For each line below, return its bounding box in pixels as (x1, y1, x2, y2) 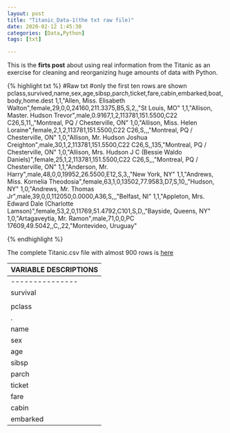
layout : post (7, 10, 45, 17)
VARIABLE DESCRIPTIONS (10, 265, 99, 274)
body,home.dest (7, 96, 54, 105)
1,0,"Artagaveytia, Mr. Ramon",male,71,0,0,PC (7, 214, 135, 222)
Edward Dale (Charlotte (7, 200, 74, 208)
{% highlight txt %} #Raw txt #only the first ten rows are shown (7, 82, 187, 90)
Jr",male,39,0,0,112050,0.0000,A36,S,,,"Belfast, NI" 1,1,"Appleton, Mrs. (7, 192, 205, 201)
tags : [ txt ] (7, 36, 41, 43)
